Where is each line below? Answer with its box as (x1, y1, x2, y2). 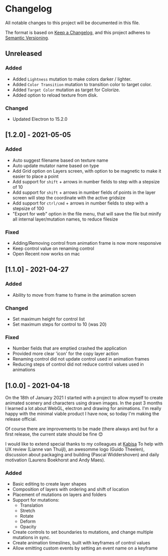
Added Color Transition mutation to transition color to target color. (12, 81, 152, 87)
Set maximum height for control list (12, 316, 85, 322)
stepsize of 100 (12, 205, 44, 212)
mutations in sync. (12, 534, 51, 540)
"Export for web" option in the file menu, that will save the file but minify (12, 211, 161, 217)
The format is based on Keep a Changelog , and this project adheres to (5, 29, 150, 35)
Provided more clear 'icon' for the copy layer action (12, 351, 119, 357)
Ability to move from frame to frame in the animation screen (12, 292, 136, 298)
